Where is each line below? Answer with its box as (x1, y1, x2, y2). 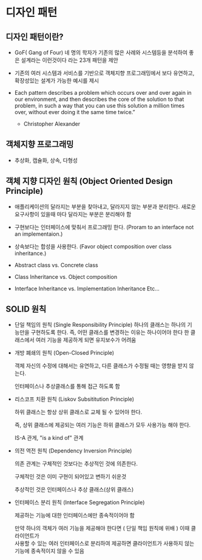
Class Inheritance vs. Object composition (14, 273, 118, 280)
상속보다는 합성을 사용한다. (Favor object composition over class (14, 242, 172, 250)
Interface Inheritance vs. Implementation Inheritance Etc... (14, 285, 160, 292)
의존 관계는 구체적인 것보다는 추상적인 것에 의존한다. (14, 460, 138, 468)
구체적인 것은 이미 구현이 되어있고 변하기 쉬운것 (14, 473, 127, 480)
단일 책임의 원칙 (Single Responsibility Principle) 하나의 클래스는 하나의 (14, 321, 186, 329)
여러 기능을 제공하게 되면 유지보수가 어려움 (35, 336, 136, 344)
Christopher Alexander (23, 120, 81, 128)
